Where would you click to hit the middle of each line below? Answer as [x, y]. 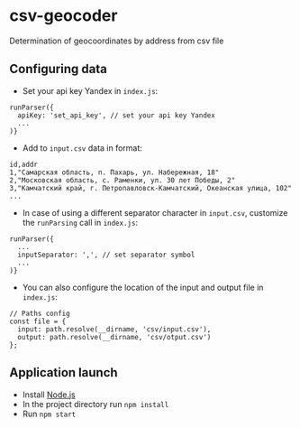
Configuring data [59, 69]
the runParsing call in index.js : [80, 222]
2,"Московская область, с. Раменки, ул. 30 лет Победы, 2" [123, 180]
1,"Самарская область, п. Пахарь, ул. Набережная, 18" [114, 172]
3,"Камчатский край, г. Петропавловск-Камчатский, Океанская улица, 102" [151, 188]
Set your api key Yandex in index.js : [90, 90]
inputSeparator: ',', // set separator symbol [106, 255]
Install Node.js [49, 395]
